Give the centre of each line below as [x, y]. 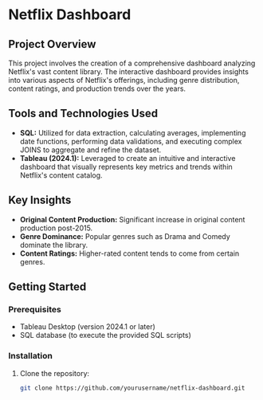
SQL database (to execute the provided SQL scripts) [105, 335]
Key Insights [40, 200]
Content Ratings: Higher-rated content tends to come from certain [130, 253]
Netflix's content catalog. [61, 175]
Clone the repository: [55, 373]
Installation [31, 356]
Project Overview [52, 44]
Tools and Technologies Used [83, 114]
